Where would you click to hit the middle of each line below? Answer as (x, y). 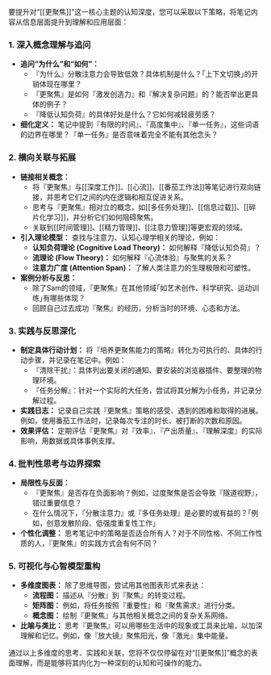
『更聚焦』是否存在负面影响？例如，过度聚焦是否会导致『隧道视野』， (147, 493)
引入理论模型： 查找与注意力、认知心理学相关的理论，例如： (120, 237)
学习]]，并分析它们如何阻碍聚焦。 (102, 217)
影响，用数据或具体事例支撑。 (69, 440)
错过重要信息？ (57, 503)
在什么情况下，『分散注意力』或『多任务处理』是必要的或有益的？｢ (142, 513)
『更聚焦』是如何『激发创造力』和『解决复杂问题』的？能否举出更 (142, 94)
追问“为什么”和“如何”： (59, 64)
